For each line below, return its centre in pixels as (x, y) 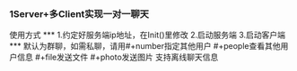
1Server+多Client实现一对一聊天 (79, 13)
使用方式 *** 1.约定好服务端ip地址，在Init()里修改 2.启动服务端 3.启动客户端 (147, 35)
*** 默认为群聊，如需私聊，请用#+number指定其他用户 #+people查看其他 (145, 46)
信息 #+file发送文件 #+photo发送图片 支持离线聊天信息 (118, 57)
